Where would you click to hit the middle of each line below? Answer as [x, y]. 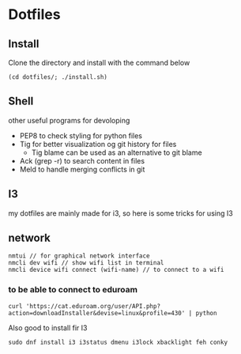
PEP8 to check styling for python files [81, 135]
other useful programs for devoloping [69, 120]
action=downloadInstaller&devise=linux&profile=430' [97, 313]
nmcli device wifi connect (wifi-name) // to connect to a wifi [116, 270]
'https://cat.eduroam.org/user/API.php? [93, 306]
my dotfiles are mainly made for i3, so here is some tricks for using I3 [120, 213]
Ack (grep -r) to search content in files [82, 160]
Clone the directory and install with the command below [99, 62]
